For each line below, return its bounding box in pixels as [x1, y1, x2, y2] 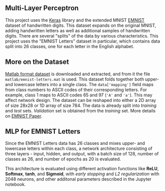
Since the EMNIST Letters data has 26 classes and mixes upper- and [5, 141, 145, 146]
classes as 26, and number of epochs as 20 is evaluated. [5, 156, 121, 162]
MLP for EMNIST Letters [5, 127, 81, 136]
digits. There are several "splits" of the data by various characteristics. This [5, 33, 159, 39]
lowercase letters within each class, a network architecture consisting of [5, 145, 153, 151]
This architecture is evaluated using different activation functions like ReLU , [5, 166, 159, 172]
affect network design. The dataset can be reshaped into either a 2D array [5, 97, 157, 103]
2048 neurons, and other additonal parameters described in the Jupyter [5, 176, 152, 182]
